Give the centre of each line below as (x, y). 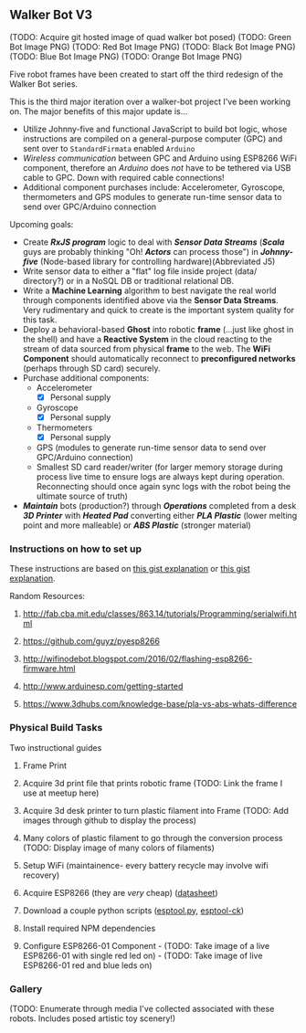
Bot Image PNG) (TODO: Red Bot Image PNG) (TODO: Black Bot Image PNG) (153, 47)
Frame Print (44, 765)
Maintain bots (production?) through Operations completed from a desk (159, 506)
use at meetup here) (61, 793)
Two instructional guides (56, 747)
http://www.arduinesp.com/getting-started (103, 686)
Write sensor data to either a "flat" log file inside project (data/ (140, 271)
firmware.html (49, 669)
